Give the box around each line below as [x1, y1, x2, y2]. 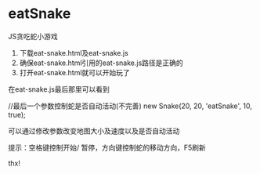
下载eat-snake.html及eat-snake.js [19, 48, 129, 57]
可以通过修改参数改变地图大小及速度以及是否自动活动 [8, 126, 180, 136]
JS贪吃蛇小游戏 [8, 31, 58, 41]
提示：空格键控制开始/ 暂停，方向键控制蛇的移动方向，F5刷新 [8, 143, 206, 152]
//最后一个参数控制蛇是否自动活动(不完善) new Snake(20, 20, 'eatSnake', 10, [8, 101, 252, 111]
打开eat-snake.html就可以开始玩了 [19, 67, 131, 77]
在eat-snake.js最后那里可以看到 [8, 84, 110, 94]
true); [8, 110, 26, 119]
